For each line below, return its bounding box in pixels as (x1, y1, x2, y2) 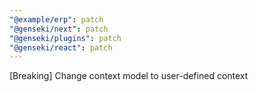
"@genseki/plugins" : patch (9, 33, 122, 43)
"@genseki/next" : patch (9, 24, 109, 34)
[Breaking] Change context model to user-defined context (9, 70, 249, 82)
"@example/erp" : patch (9, 14, 104, 25)
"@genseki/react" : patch (9, 42, 113, 53)
